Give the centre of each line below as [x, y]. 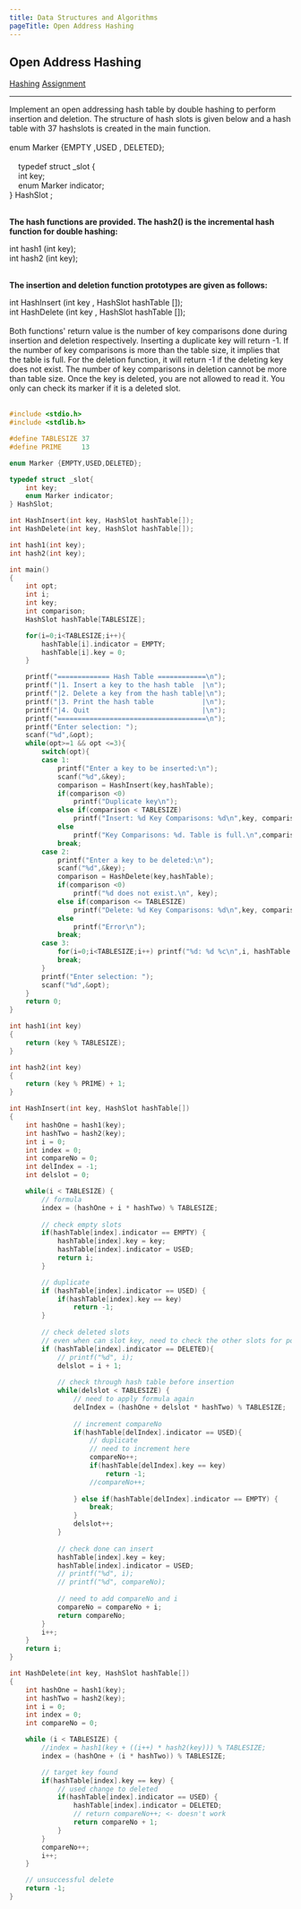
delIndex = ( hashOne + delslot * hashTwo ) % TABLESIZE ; [180, 1407]
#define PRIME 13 [50, 447]
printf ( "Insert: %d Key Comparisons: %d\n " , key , [165, 819]
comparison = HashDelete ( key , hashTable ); [136, 877]
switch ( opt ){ [66, 752]
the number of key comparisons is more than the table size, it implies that [145, 350]
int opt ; [42, 586]
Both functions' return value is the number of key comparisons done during [148, 331]
